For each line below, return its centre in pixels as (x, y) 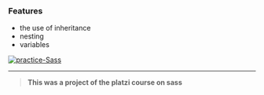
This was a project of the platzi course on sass (104, 82)
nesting (32, 36)
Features (26, 11)
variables (34, 45)
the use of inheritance (55, 28)
